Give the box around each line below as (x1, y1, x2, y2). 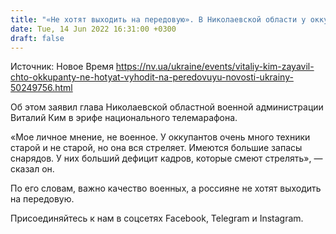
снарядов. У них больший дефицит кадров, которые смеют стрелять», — (10, 152, 323, 165)
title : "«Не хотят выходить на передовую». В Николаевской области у (10, 14, 307, 25)
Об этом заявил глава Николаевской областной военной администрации (10, 101, 324, 113)
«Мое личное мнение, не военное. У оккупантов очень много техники (10, 131, 311, 143)
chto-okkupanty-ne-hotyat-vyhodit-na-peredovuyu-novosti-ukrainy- (10, 71, 294, 83)
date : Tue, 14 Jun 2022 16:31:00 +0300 (10, 24, 177, 34)
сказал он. (10, 163, 55, 175)
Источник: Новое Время (10, 61, 114, 73)
